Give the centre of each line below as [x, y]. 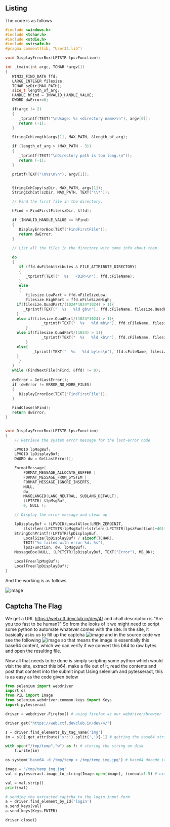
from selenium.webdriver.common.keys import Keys [59, 700]
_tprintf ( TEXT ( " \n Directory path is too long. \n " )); [75, 156]
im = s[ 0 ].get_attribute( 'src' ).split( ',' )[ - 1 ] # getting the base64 [80, 737]
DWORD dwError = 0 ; [30, 100]
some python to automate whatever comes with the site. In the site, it [77, 629]
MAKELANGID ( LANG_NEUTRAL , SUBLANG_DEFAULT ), [71, 496]
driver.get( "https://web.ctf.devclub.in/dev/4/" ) [59, 723]
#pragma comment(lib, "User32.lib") [44, 49]
